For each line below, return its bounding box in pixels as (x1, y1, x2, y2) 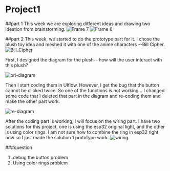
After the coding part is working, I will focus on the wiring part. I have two (5, 118, 160, 124)
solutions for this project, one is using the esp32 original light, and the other (5, 123, 165, 130)
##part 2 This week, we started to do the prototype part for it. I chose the (5, 36, 160, 42)
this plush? (5, 62, 28, 68)
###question (5, 144, 32, 151)
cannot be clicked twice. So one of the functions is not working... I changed (5, 87, 165, 93)
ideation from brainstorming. (5, 26, 66, 32)
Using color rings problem (12, 160, 68, 166)
